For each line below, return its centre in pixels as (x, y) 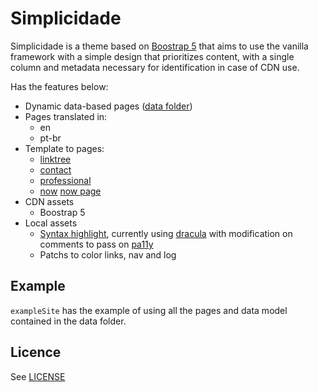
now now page (70, 191)
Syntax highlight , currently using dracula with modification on (166, 233)
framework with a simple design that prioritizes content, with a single (152, 56)
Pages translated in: (66, 116)
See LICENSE (38, 376)
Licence (36, 352)
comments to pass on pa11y (96, 244)
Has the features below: (59, 86)
